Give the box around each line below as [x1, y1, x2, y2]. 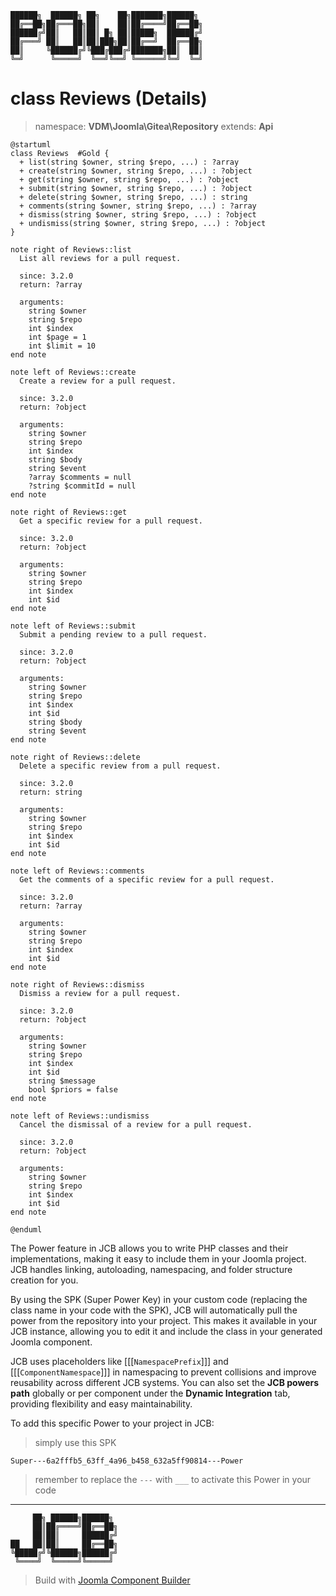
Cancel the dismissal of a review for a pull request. [19, 1119, 253, 1130]
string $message [28, 1076, 97, 1086]
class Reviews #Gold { [10, 148, 110, 158]
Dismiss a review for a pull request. [19, 988, 182, 998]
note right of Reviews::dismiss [10, 979, 145, 990]
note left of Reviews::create [10, 367, 137, 377]
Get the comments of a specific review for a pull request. [19, 874, 275, 885]
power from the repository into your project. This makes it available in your [10, 1314, 318, 1326]
